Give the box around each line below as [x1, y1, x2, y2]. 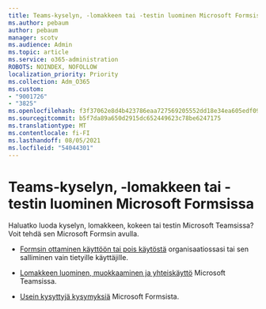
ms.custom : [8, 85, 44, 93]
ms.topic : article [8, 48, 69, 56]
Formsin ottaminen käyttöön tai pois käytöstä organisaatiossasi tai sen [19, 244, 249, 254]
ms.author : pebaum [8, 19, 69, 27]
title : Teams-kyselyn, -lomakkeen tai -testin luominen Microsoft [8, 11, 232, 20]
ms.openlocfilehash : [8, 107, 77, 115]
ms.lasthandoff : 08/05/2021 [8, 136, 101, 145]
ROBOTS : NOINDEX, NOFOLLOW [8, 63, 97, 71]
